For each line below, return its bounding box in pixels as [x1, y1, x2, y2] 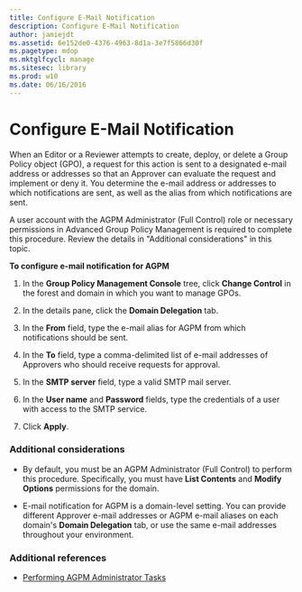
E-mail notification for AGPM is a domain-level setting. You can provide [22, 500, 287, 511]
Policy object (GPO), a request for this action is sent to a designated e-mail [9, 159, 287, 169]
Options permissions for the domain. [22, 483, 160, 494]
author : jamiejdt [9, 30, 75, 39]
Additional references [9, 551, 106, 564]
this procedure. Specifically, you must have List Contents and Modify [22, 473, 282, 484]
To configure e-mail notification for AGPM [9, 260, 169, 271]
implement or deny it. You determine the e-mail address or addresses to [9, 178, 277, 188]
